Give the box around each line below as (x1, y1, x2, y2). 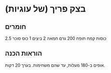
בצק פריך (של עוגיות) (5, 3, 86, 15)
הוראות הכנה (5, 49, 42, 58)
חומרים (5, 23, 27, 31)
